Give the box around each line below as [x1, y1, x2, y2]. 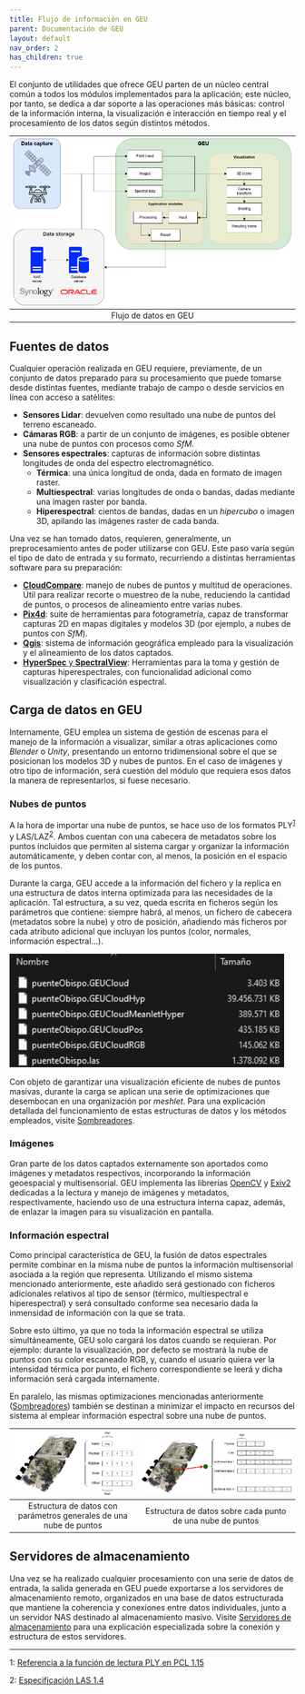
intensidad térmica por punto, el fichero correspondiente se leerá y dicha [9, 1363, 283, 1375]
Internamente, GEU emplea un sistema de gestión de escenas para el [9, 727, 268, 738]
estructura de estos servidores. [9, 1630, 127, 1641]
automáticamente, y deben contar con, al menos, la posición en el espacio [9, 850, 288, 861]
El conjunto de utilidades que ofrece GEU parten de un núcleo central [9, 79, 270, 90]
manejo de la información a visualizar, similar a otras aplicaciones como [9, 736, 278, 747]
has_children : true [9, 53, 84, 63]
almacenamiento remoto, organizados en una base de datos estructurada [9, 1592, 284, 1603]
